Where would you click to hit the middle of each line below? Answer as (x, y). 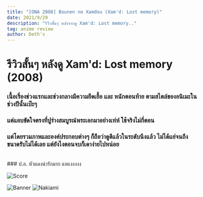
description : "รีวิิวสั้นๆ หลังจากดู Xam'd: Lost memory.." (72, 23)
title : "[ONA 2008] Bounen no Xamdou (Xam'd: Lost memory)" (85, 12)
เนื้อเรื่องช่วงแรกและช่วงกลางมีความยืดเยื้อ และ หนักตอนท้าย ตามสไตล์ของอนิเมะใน (102, 96)
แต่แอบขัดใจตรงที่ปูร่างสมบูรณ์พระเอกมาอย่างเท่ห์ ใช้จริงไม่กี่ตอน (81, 121)
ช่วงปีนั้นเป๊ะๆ (22, 104)
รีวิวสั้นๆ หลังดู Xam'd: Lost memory (90, 65)
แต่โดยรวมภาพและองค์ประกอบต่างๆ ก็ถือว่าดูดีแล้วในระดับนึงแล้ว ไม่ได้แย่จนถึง (98, 137)
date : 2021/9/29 (27, 18)
